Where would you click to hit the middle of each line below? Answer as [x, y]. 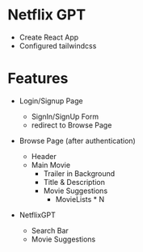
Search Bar [50, 230]
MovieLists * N [80, 199]
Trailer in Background [79, 173]
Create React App [49, 37]
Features [38, 79]
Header [44, 156]
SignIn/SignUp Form [65, 116]
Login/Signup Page [51, 101]
